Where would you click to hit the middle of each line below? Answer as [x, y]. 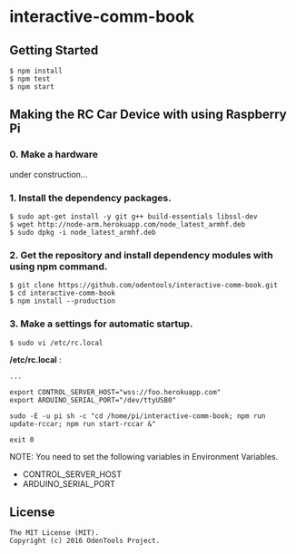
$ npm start [32, 87]
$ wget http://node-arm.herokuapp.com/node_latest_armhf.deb [128, 224]
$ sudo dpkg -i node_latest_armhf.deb [83, 232]
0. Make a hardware [54, 154]
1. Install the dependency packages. [90, 198]
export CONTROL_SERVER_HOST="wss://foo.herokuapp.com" [115, 392]
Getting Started [54, 50]
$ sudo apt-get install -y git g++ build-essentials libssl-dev [133, 216]
